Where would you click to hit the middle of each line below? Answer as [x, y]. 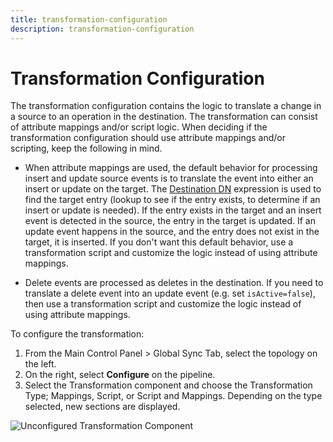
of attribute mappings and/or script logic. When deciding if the [139, 127]
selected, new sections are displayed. [102, 407]
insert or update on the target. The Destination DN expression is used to [173, 189]
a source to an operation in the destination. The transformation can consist [164, 117]
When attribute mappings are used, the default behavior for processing [171, 168]
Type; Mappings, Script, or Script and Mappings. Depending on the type [173, 396]
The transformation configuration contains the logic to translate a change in [166, 106]
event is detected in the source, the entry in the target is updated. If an [170, 221]
